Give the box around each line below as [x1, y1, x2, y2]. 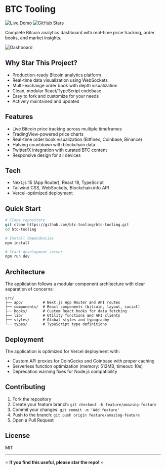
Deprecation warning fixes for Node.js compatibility [12, 368, 118, 374]
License [5, 431, 30, 440]
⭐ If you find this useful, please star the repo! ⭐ [5, 459, 104, 465]
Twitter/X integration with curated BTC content [12, 147, 107, 153]
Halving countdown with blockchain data [12, 141, 95, 147]
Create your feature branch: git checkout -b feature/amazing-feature [12, 401, 157, 407]
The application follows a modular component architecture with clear [5, 281, 145, 287]
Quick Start [5, 204, 41, 213]
